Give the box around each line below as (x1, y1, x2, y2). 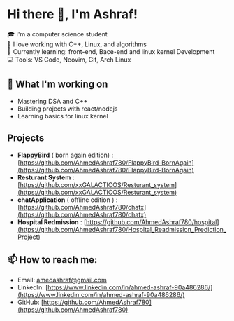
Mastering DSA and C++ (17, 97, 88, 105)
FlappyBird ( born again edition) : (17, 151, 114, 159)
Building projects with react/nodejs (17, 104, 118, 113)
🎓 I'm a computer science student (7, 29, 108, 38)
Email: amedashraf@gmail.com (17, 276, 107, 285)
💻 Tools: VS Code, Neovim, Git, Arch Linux (7, 55, 131, 64)
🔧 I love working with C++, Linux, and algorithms (7, 40, 147, 48)
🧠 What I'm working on (7, 78, 108, 90)
